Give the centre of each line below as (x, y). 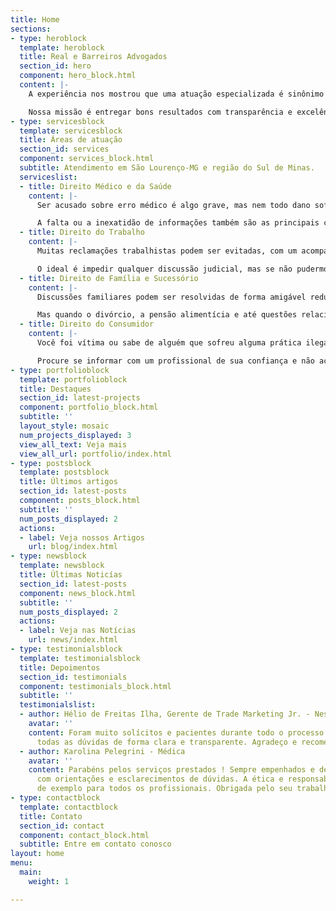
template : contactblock (68, 807)
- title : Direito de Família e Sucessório (109, 278)
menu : (21, 863)
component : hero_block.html (78, 76)
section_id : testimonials (73, 677)
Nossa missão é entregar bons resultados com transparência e (160, 112)
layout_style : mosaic (64, 426)
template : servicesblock (71, 131)
